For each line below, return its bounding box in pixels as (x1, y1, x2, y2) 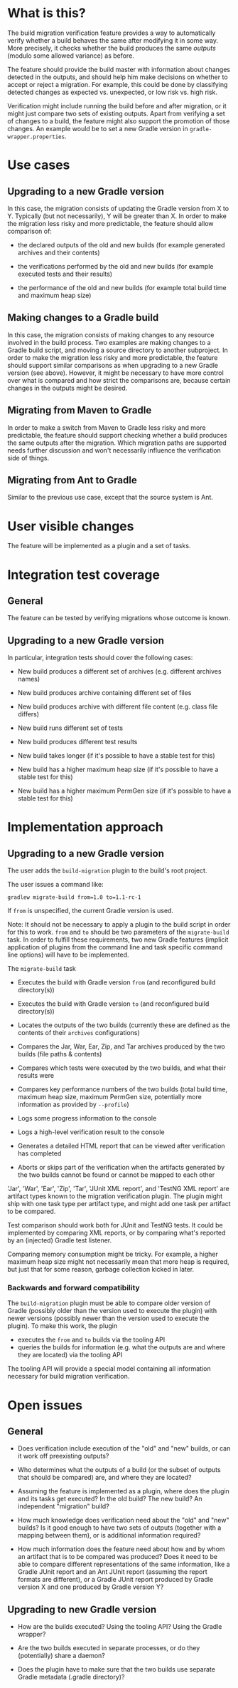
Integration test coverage (7, 567, 160, 582)
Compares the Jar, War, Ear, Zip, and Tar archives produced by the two (17, 1042, 225, 1051)
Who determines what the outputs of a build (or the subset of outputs (17, 1466, 222, 1474)
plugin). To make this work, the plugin (7, 1322, 118, 1330)
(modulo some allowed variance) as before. (7, 51, 135, 60)
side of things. (7, 453, 50, 462)
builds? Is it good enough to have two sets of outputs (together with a (17, 1523, 222, 1532)
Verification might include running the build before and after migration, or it (7, 101, 227, 110)
